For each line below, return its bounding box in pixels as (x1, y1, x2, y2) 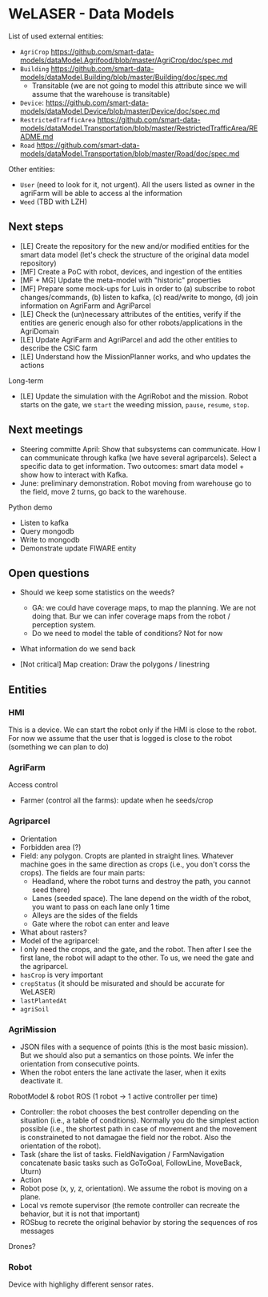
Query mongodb (19, 526, 74, 536)
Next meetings (8, 423, 83, 437)
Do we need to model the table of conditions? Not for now (31, 629, 223, 638)
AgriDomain (19, 326, 60, 336)
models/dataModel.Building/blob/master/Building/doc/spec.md (19, 72, 228, 82)
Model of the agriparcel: (19, 935, 100, 945)
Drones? (8, 1241, 36, 1251)
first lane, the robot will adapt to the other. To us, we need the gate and (19, 953, 254, 963)
